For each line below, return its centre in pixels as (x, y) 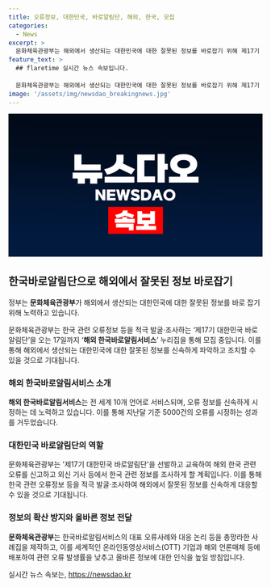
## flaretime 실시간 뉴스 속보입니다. (72, 69)
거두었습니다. (38, 422)
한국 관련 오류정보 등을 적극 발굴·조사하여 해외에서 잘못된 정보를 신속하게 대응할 (133, 484)
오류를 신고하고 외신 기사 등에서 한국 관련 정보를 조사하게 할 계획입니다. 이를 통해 (135, 475)
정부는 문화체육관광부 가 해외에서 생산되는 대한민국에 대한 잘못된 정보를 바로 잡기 (134, 302)
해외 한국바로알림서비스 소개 (60, 382)
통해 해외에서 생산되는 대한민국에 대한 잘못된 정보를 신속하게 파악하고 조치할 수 (132, 350)
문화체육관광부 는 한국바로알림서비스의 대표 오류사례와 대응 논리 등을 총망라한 (129, 537)
